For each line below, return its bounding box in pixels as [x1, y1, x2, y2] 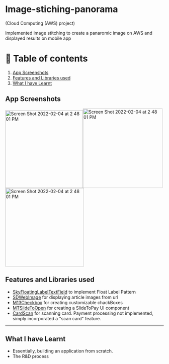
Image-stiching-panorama [5, 4, 118, 15]
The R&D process [12, 353, 49, 359]
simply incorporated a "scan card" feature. [12, 315, 102, 321]
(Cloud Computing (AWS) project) [5, 20, 75, 26]
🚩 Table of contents [5, 53, 88, 64]
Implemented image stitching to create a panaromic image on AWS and [5, 30, 152, 36]
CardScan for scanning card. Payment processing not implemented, [12, 310, 153, 316]
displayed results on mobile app [5, 35, 71, 41]
